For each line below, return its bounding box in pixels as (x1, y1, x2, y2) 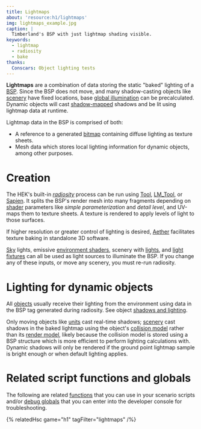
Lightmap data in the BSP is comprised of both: (6, 119, 123, 126)
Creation (6, 171, 51, 185)
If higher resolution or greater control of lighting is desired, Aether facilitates (6, 228, 195, 235)
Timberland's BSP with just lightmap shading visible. (11, 31, 152, 37)
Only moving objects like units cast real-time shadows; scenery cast (6, 318, 176, 326)
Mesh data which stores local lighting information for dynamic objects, (14, 143, 190, 151)
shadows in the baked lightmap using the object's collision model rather (6, 325, 185, 332)
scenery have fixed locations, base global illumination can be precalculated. (6, 94, 194, 101)
